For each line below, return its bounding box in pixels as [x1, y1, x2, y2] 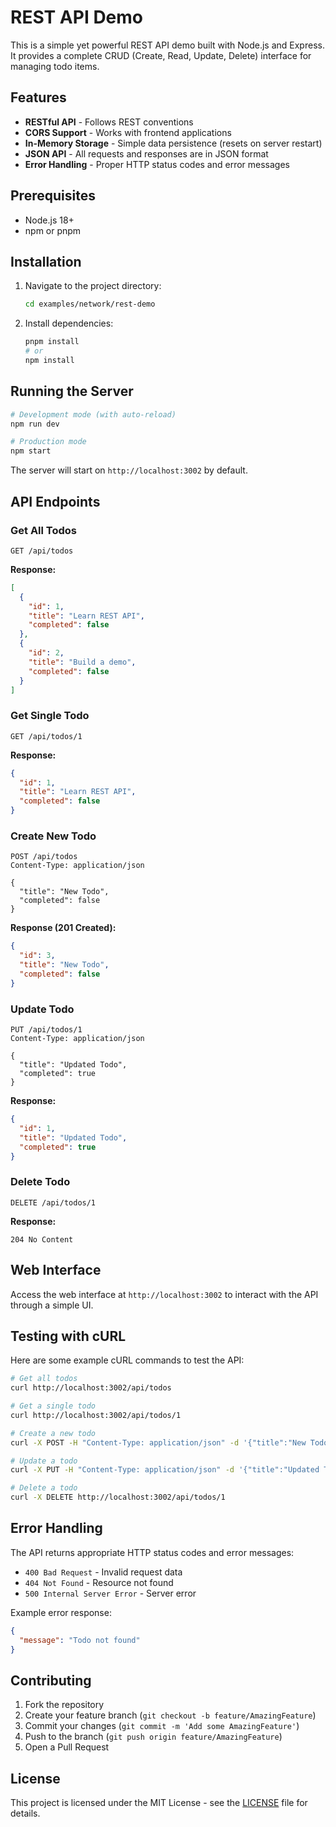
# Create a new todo [10, 1428, 97, 1438]
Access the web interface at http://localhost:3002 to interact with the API [10, 1288, 319, 1300]
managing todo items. [10, 60, 100, 72]
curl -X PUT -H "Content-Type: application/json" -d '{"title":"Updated [10, 1465, 320, 1475]
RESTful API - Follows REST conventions [24, 116, 194, 128]
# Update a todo [10, 1456, 78, 1466]
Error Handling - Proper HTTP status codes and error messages [24, 158, 291, 170]
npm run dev [10, 419, 60, 429]
